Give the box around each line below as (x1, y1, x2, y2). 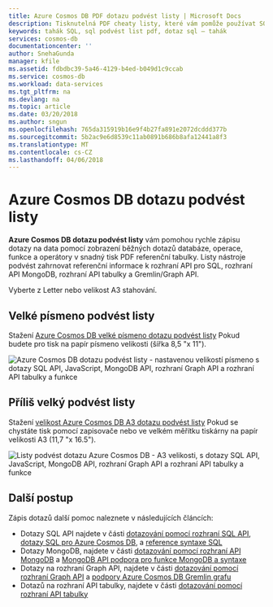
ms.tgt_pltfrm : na (8, 87, 71, 96)
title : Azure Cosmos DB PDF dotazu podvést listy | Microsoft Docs (8, 11, 242, 20)
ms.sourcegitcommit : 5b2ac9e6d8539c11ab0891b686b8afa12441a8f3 (8, 133, 227, 141)
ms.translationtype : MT (8, 140, 89, 149)
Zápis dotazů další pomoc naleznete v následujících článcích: (8, 513, 214, 522)
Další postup (8, 491, 74, 505)
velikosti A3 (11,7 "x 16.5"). (8, 435, 96, 444)
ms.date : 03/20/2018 (8, 111, 79, 119)
